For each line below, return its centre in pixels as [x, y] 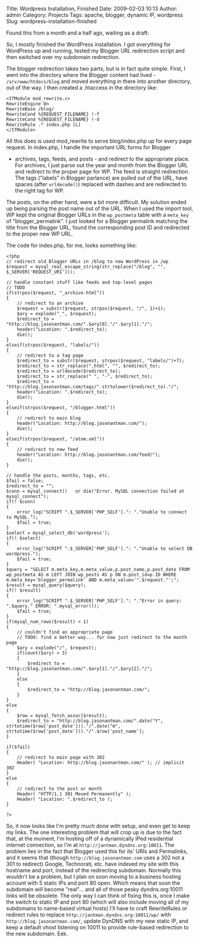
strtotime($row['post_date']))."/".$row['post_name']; [75, 731]
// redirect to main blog [49, 418]
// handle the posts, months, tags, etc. [58, 475]
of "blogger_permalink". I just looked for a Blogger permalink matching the [97, 221]
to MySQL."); [22, 517]
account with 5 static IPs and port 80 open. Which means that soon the [93, 883]
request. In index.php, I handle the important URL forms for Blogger [89, 147]
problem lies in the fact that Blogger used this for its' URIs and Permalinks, [97, 851]
